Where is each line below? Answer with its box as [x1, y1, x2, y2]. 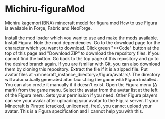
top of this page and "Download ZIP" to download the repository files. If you [5, 50, 160, 56]
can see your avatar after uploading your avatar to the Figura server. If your [5, 97, 159, 103]
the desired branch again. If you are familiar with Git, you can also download [5, 61, 160, 67]
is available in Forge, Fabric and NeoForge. [5, 25, 92, 31]
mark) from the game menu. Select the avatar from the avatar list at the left [5, 87, 158, 93]
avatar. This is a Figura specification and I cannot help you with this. [5, 108, 143, 114]
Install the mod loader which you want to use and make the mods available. [5, 35, 158, 40]
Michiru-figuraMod [5, 3, 85, 15]
